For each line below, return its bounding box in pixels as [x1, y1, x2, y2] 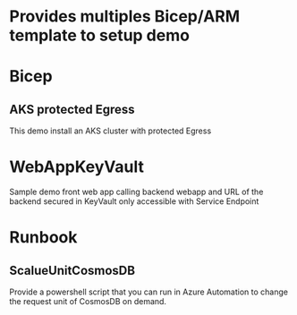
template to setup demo [9, 25, 191, 46]
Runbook [9, 227, 78, 248]
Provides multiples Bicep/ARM [9, 6, 241, 27]
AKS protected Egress [9, 101, 136, 117]
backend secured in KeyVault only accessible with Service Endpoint [9, 196, 259, 207]
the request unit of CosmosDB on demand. [9, 296, 167, 307]
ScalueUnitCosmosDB [9, 262, 136, 278]
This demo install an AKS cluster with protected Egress [9, 125, 212, 136]
